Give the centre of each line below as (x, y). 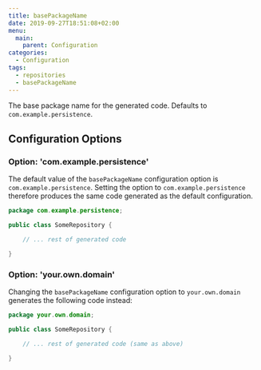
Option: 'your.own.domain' (62, 274)
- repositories (41, 75)
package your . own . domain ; (51, 315)
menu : (17, 30)
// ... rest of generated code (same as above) (103, 344)
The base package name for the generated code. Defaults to (108, 105)
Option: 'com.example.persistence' (79, 161)
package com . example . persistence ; (66, 211)
